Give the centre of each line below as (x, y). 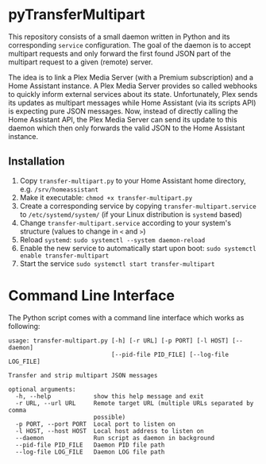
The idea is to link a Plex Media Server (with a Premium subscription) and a (131, 77)
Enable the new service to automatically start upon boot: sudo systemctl (138, 248)
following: (24, 326)
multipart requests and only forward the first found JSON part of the (120, 53)
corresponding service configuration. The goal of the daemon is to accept (130, 44)
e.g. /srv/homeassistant (59, 189)
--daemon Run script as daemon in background (115, 438)
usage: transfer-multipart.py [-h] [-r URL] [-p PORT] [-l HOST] (118, 340)
